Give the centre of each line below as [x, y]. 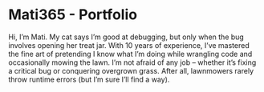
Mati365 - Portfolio [73, 15]
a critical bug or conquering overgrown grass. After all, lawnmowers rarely [131, 70]
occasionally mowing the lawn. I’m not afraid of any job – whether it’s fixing [132, 62]
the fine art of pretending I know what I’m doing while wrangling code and [130, 54]
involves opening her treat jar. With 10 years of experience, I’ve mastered [129, 45]
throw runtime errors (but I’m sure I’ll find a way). [89, 79]
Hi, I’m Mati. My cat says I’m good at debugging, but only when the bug [126, 37]
